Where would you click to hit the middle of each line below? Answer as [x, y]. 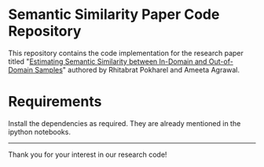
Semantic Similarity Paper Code [114, 15]
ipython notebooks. [39, 132]
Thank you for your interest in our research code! [88, 154]
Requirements [55, 102]
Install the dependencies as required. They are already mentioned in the [125, 123]
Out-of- [221, 61]
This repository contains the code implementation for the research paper [126, 53]
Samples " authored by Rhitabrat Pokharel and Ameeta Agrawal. [137, 69]
